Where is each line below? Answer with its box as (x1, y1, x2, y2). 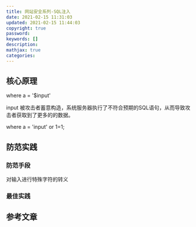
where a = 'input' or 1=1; (6, 124, 65, 131)
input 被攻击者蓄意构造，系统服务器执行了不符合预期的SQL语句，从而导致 (6, 104, 185, 111)
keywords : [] (6, 36, 38, 42)
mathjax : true (6, 47, 41, 53)
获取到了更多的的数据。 (16, 112, 74, 119)
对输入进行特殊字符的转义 (6, 176, 68, 183)
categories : (6, 53, 35, 59)
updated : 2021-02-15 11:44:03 (6, 20, 81, 25)
